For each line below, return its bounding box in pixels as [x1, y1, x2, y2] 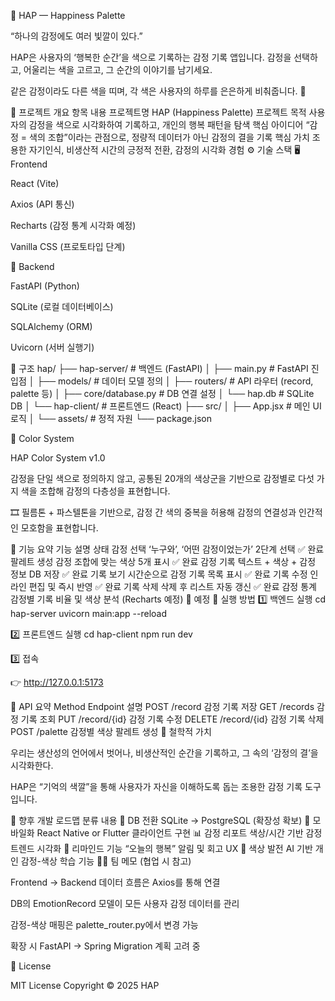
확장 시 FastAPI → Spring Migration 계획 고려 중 [10, 940, 201, 952]
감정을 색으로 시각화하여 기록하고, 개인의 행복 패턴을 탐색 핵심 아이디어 [28, 119, 304, 130]
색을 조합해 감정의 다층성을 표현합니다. [20, 485, 171, 497]
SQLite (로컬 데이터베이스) [10, 301, 114, 312]
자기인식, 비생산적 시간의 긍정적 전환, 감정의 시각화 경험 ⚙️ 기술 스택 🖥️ [28, 144, 301, 155]
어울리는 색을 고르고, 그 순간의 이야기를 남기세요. [23, 64, 213, 75]
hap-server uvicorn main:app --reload [10, 608, 167, 619]
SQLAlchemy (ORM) [10, 321, 93, 332]
